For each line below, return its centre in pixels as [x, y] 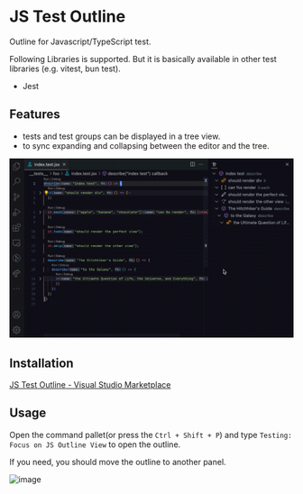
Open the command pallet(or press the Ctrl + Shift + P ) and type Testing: [151, 435]
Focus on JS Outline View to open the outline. [95, 444]
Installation [41, 363]
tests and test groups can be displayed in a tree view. [121, 136]
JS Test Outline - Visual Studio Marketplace [90, 384]
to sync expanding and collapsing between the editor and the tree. [146, 145]
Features [35, 114]
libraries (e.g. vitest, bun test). [65, 69]
